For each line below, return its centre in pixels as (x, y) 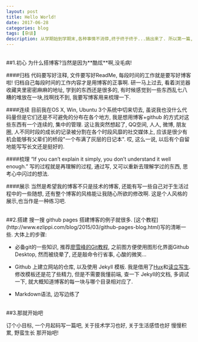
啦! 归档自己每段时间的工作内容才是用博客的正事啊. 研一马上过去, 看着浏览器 (98, 82)
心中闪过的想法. (30, 174)
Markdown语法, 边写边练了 (47, 294)
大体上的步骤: (30, 234)
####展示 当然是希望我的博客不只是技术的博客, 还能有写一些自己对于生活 (95, 186)
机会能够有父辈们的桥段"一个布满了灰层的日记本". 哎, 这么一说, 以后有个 (93, 139)
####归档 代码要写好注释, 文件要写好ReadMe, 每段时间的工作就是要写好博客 (99, 75)
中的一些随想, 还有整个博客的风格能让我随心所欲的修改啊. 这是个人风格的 (99, 194)
